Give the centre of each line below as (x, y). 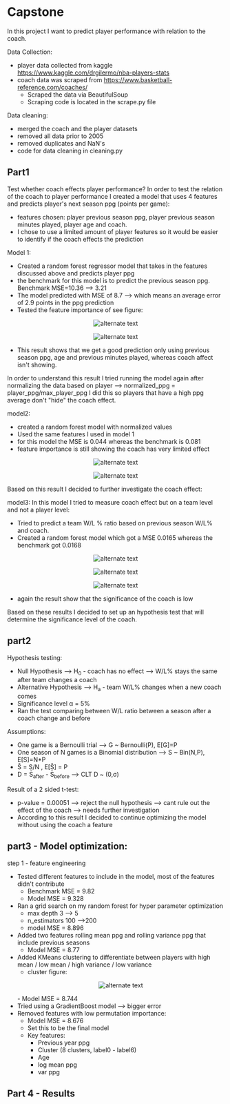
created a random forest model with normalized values (95, 427)
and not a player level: (39, 510)
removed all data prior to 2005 (60, 136)
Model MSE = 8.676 (55, 1020)
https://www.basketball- (138, 79)
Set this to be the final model (68, 1028)
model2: (19, 413)
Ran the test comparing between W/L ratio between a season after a (114, 711)
